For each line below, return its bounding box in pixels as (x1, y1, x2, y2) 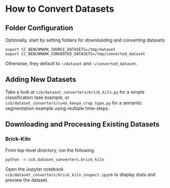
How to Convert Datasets (5, 3, 114, 15)
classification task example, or (5, 94, 70, 100)
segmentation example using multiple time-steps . (5, 105, 111, 111)
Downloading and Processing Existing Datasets (5, 120, 160, 129)
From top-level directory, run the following (5, 147, 94, 153)
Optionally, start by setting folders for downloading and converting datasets (5, 37, 165, 43)
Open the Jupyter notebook (5, 166, 64, 172)
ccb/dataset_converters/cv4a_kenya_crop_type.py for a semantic (5, 99, 142, 106)
